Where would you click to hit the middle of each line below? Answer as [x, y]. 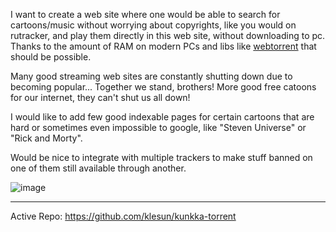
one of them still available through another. [98, 168]
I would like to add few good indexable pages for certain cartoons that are [162, 117]
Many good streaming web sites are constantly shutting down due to [151, 76]
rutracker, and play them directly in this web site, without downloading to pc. [168, 35]
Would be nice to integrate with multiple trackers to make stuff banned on [161, 157]
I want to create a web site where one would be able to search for [145, 14]
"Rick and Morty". [46, 138]
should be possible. [51, 57]
